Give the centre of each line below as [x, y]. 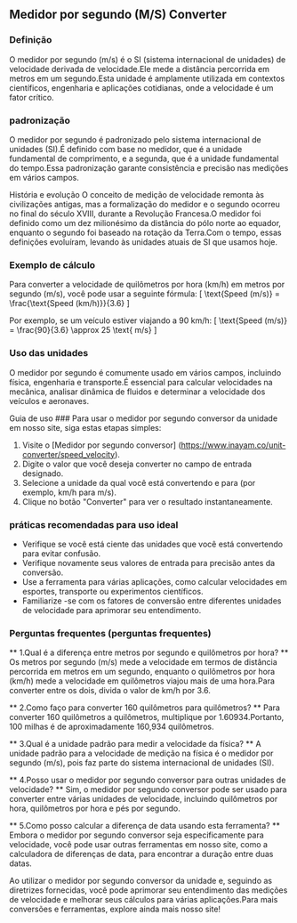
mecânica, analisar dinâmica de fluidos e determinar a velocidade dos [137, 392]
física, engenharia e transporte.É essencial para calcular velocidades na [141, 382]
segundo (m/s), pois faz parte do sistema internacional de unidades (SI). [142, 763]
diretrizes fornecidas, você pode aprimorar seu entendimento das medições [148, 890]
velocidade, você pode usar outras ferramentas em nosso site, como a [139, 845]
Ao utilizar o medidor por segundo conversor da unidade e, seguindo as [141, 881]
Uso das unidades [49, 353]
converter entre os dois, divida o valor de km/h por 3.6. [110, 691]
